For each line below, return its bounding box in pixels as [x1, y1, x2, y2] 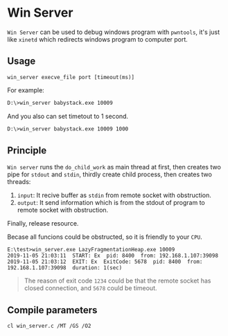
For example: [7, 85, 45, 94]
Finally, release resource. [7, 219, 79, 228]
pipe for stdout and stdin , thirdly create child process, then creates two [7, 170, 213, 178]
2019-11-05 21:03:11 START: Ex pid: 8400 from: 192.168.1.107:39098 [7, 252, 218, 260]
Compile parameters [7, 304, 98, 316]
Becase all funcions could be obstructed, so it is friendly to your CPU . [7, 233, 202, 241]
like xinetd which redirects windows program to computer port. [7, 35, 188, 43]
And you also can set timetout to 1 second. [7, 112, 129, 120]
